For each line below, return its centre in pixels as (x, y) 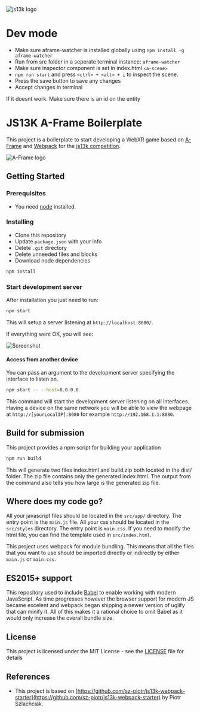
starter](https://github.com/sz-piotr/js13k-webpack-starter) (88, 697)
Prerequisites (26, 194)
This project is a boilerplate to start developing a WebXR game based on (95, 139)
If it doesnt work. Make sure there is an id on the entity (73, 98)
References (28, 676)
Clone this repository (41, 235)
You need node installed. (45, 206)
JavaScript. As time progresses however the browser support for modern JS (100, 599)
